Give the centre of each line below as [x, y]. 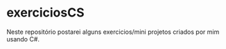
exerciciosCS [45, 13]
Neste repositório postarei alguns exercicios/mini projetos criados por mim [113, 32]
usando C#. [23, 39]
